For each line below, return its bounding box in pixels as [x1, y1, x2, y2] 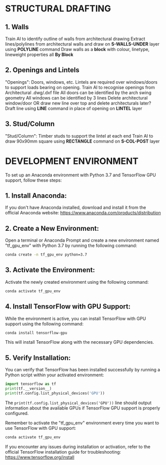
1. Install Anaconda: [5, 191, 67, 200]
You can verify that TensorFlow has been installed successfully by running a [5, 367, 161, 373]
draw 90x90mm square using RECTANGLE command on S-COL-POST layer [5, 138, 160, 144]
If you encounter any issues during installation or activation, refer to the [5, 444, 151, 450]
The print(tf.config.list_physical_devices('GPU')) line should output [5, 400, 152, 406]
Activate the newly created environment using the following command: [5, 279, 149, 285]
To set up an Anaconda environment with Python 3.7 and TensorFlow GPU [5, 172, 156, 178]
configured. [5, 410, 29, 416]
